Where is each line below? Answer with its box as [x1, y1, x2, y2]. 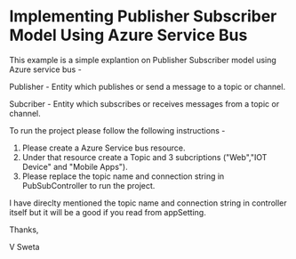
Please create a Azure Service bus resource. [21, 142, 186, 153]
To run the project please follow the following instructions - [9, 125, 226, 135]
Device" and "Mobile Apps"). [21, 161, 128, 172]
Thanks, [9, 224, 39, 235]
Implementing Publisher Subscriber [9, 6, 277, 27]
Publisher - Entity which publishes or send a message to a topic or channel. [9, 81, 286, 92]
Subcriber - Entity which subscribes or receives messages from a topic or [9, 98, 280, 109]
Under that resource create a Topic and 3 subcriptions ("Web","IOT [21, 151, 268, 162]
